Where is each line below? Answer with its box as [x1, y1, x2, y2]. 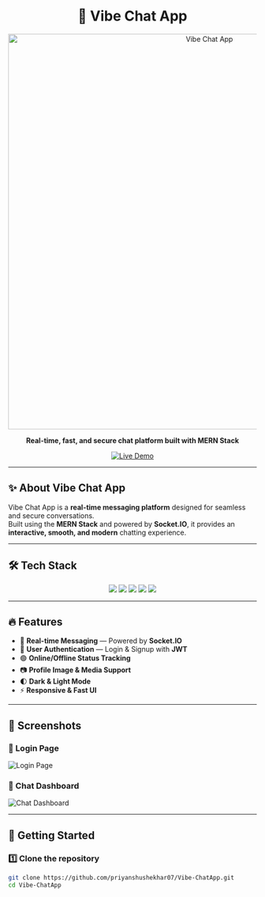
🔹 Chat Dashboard [8, 780, 80, 791]
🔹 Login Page [8, 743, 59, 754]
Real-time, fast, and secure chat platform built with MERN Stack [26, 435, 239, 445]
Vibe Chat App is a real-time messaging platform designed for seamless [8, 502, 246, 512]
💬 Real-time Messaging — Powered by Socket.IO [19, 636, 183, 645]
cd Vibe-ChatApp [8, 881, 62, 889]
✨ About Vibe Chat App [8, 482, 126, 495]
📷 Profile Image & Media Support [19, 665, 132, 675]
